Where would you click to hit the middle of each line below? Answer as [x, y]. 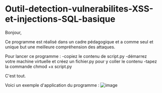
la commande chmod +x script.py [39, 66]
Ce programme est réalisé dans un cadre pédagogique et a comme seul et [79, 41]
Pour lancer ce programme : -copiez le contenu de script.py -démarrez [76, 56]
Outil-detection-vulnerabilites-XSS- [79, 9]
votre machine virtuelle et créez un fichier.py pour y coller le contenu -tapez [81, 61]
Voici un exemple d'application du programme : [52, 85]
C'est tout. [16, 76]
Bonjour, [13, 32]
